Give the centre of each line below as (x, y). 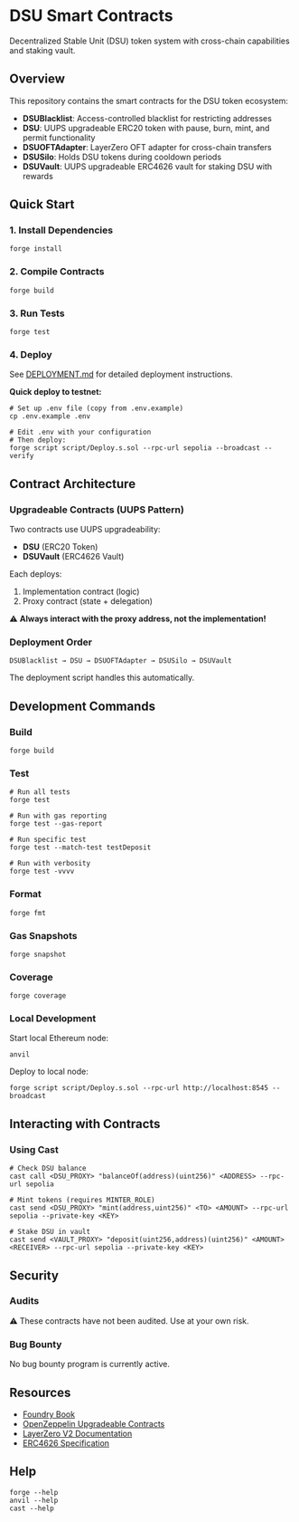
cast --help (32, 1508)
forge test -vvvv (42, 871)
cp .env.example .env (50, 416)
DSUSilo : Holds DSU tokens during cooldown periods (122, 157)
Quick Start (42, 205)
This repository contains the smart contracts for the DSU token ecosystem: (149, 101)
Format (26, 895)
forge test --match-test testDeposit (80, 847)
